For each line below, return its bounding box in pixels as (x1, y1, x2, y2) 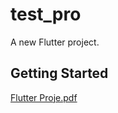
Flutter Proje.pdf (10, 91, 78, 103)
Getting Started (10, 65, 109, 82)
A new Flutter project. (10, 36, 100, 48)
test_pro (10, 3, 82, 26)
